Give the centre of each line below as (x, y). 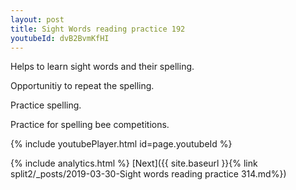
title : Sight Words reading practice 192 (98, 29)
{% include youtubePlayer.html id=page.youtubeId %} (121, 144)
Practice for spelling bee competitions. (90, 125)
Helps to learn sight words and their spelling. (102, 67)
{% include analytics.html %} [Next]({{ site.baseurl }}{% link (134, 163)
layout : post (37, 19)
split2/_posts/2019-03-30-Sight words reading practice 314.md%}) (148, 174)
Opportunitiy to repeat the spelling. (82, 86)
